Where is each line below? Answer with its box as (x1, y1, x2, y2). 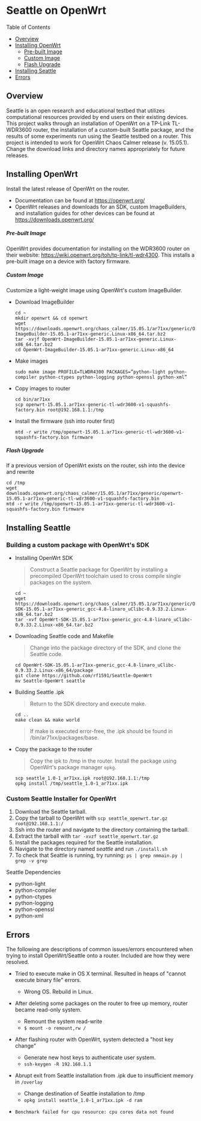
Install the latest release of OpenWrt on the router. (6, 185, 130, 192)
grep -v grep (14, 858, 48, 864)
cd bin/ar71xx (14, 396, 50, 402)
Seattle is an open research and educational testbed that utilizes (6, 106, 165, 114)
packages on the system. (29, 579, 92, 586)
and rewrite (6, 468, 35, 476)
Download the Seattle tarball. (14, 808, 87, 815)
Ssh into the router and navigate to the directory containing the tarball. (14, 826, 189, 834)
